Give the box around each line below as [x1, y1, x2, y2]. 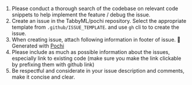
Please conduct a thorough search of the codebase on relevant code [11, 5, 178, 12]
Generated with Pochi [11, 42, 65, 49]
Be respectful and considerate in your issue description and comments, [11, 67, 185, 74]
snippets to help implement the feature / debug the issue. [11, 11, 151, 18]
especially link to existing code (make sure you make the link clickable [11, 55, 181, 62]
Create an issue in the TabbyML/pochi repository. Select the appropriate [11, 18, 187, 24]
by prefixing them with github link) [11, 61, 95, 68]
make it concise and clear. [11, 73, 75, 80]
